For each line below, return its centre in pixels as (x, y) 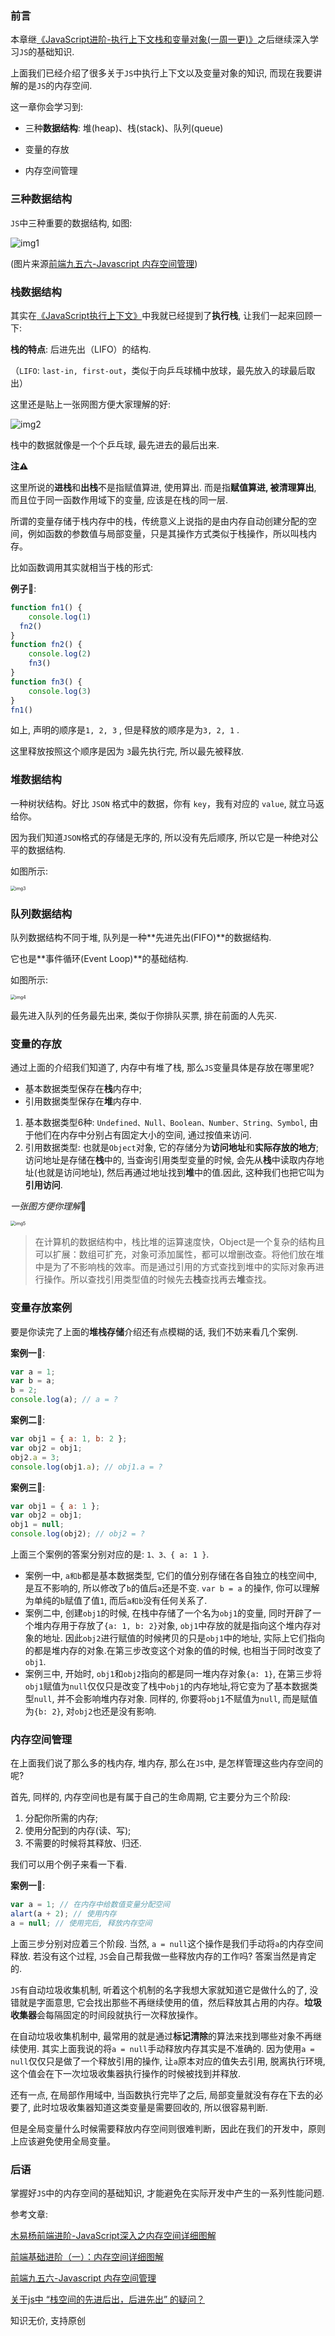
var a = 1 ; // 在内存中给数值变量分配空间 (90, 1905)
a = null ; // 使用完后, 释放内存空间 (81, 1923)
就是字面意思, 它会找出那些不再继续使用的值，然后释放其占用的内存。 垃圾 (170, 2002)
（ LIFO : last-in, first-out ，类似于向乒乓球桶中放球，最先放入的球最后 (158, 370)
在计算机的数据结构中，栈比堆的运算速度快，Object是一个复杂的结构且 (180, 1242)
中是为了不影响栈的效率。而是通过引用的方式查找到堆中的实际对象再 (175, 1267)
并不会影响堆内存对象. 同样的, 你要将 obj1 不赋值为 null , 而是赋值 (187, 1699)
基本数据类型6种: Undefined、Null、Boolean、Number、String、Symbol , (165, 1123)
